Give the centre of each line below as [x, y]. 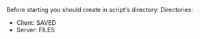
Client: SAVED [36, 23]
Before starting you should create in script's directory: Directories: [100, 10]
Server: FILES [36, 30]
